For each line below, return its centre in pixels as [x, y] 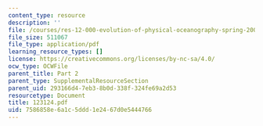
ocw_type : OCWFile [38, 67]
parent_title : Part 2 [43, 74]
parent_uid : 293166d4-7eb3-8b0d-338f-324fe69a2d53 [92, 88]
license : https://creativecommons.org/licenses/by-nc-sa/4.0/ [112, 59]
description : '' [34, 23]
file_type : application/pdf [54, 45]
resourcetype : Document [47, 95]
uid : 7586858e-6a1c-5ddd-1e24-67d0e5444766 [80, 110]
